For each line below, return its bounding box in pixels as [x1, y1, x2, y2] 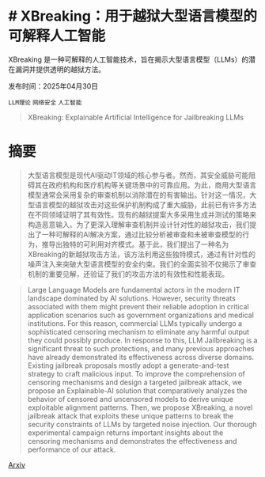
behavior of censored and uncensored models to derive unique [27, 394, 233, 403]
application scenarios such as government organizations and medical [27, 310, 255, 320]
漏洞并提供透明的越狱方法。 [14, 64, 105, 74]
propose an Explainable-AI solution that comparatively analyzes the [27, 385, 248, 396]
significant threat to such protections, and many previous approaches [27, 343, 255, 353]
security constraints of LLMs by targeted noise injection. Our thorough [27, 419, 257, 429]
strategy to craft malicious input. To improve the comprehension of [27, 369, 245, 378]
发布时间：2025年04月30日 [8, 81, 99, 91]
